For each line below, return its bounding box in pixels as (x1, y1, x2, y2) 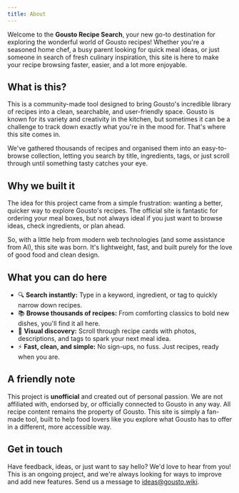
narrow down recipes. (17, 301, 83, 310)
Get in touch (7, 443, 63, 455)
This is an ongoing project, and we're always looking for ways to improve (7, 469, 223, 478)
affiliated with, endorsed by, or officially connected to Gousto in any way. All (7, 400, 231, 408)
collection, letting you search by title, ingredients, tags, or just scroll (31, 151, 230, 161)
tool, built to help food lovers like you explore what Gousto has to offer (25, 415, 233, 423)
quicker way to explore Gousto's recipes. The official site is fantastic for (7, 206, 218, 215)
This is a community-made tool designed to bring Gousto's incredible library (7, 100, 231, 108)
